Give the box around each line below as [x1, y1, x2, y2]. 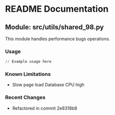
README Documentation [5, 3, 109, 15]
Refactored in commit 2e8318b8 [12, 105, 78, 111]
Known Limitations [5, 71, 51, 78]
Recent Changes [5, 94, 46, 101]
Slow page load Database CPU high [12, 82, 85, 88]
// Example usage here [5, 59, 52, 64]
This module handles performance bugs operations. [5, 36, 111, 42]
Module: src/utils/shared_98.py [5, 23, 104, 31]
